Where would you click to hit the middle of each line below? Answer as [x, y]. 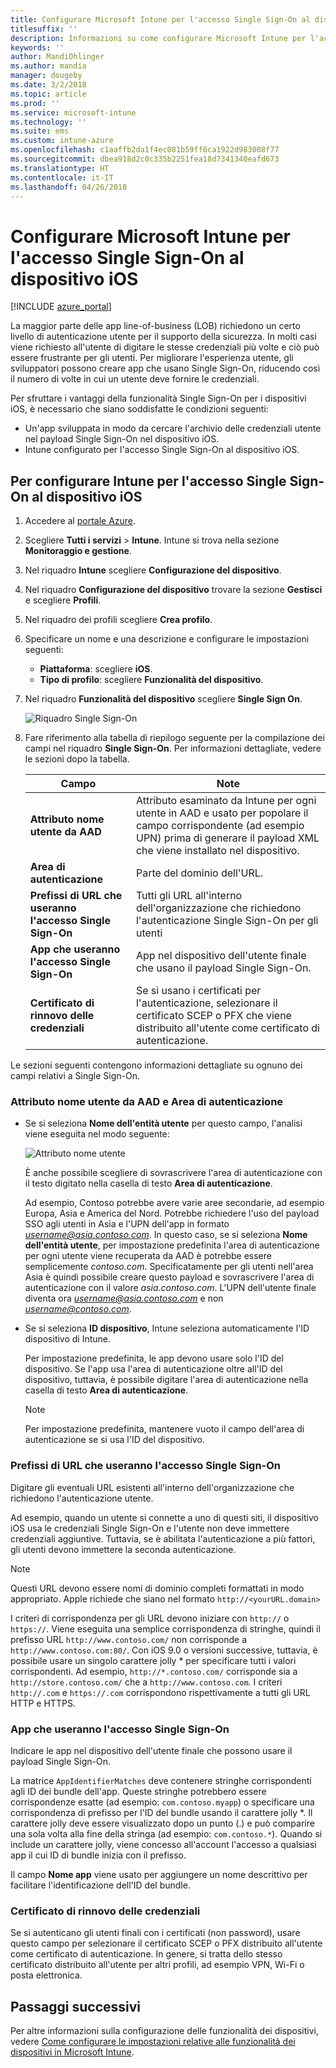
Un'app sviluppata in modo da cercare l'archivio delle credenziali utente [173, 428]
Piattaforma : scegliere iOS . [96, 669]
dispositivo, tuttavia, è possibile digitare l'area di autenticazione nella [166, 1380]
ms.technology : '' [48, 122]
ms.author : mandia [48, 66]
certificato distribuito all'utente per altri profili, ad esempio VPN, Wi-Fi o [157, 1965]
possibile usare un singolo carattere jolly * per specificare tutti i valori [153, 1660]
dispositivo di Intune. [68, 1339]
